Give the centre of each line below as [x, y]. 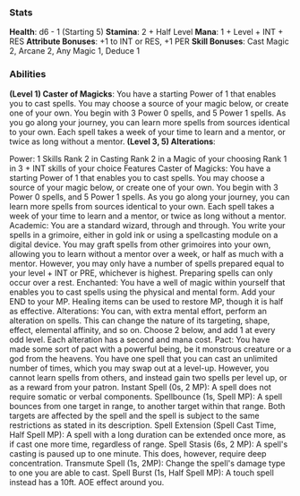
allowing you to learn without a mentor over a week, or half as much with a [146, 253]
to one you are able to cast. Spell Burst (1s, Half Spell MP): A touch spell [142, 473]
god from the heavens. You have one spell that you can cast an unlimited [143, 358]
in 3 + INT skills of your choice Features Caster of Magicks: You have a [140, 168]
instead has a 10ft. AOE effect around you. [87, 482]
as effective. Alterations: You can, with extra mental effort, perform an [138, 311]
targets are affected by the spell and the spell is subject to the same [134, 415]
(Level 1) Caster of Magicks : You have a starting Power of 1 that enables [143, 94]
